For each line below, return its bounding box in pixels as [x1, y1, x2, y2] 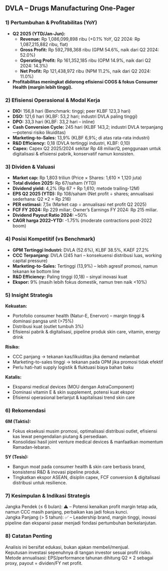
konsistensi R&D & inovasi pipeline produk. [12, 469, 101, 475]
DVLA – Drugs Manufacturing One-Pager [5, 4, 135, 13]
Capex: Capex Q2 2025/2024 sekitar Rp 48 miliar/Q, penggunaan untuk [12, 145, 161, 151]
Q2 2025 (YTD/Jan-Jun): [12, 30, 66, 37]
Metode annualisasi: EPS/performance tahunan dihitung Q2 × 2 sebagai [5, 554, 153, 560]
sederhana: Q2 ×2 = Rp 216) [12, 196, 71, 202]
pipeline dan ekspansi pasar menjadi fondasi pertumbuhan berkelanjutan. [5, 520, 157, 526]
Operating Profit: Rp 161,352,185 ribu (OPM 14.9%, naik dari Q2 [20, 57, 151, 63]
